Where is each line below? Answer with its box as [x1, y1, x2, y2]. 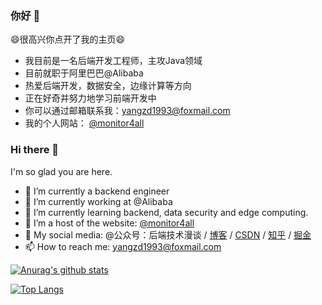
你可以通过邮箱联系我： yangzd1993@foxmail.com [24, 105, 231, 117]
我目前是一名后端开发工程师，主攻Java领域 [24, 55, 203, 67]
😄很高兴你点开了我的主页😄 [10, 33, 126, 46]
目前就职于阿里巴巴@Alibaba [24, 67, 144, 79]
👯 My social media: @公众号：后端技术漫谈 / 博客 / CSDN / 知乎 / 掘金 [24, 228, 312, 241]
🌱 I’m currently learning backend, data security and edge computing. [24, 206, 309, 218]
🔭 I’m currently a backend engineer [24, 185, 170, 197]
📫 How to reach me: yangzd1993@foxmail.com [24, 240, 222, 252]
